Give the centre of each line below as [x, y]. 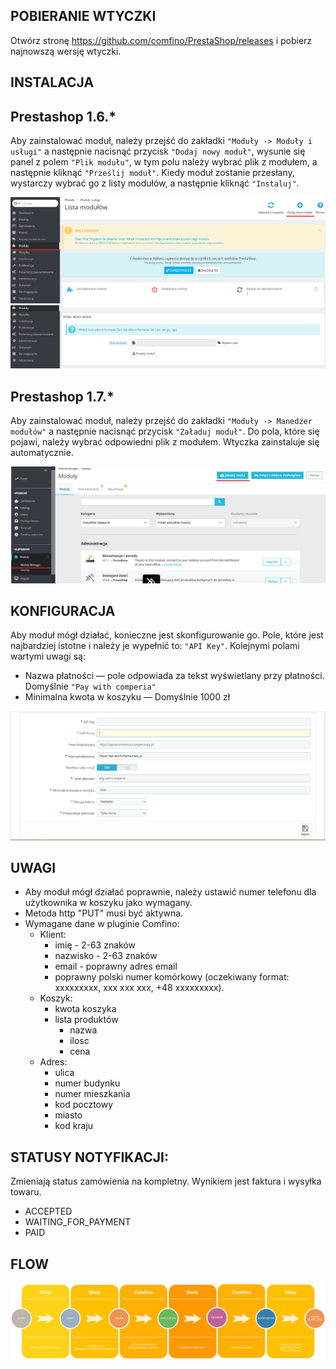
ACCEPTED [48, 1211]
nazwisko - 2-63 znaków [106, 956]
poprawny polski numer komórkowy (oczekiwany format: [172, 977]
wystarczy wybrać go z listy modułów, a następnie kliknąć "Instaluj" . [155, 183]
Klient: [53, 935]
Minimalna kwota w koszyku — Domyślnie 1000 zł [127, 697]
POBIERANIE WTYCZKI [83, 16]
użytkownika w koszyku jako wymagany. [108, 903]
